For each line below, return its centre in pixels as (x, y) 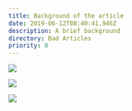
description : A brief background (64, 31)
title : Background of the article (66, 16)
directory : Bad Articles (50, 38)
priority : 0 (28, 46)
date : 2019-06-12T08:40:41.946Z (62, 23)
